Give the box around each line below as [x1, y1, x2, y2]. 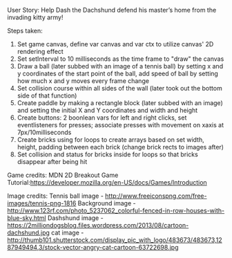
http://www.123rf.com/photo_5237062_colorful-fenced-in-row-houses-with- [7, 207, 225, 214]
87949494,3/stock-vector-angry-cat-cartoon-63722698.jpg [7, 243, 179, 251]
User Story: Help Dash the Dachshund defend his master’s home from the [7, 6, 217, 14]
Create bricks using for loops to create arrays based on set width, [17, 136, 205, 144]
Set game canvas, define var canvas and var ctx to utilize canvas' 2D [17, 40, 214, 48]
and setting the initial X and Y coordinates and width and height [17, 107, 198, 114]
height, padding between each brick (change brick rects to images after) [17, 143, 224, 151]
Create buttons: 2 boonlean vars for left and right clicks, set [17, 113, 187, 122]
